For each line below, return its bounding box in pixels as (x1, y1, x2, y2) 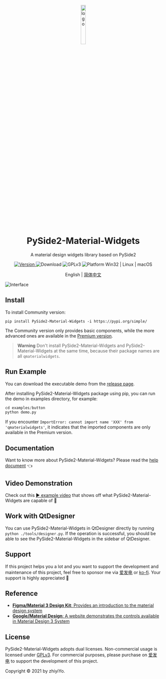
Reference (5, 589, 38, 597)
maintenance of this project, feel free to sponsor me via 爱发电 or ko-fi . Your (5, 569, 161, 575)
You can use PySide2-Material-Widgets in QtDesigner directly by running (5, 525, 155, 531)
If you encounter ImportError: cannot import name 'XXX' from (5, 419, 133, 425)
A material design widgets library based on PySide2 (30, 251, 136, 257)
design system (12, 608, 43, 614)
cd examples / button (5, 405, 46, 410)
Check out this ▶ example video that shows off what (5, 492, 112, 498)
